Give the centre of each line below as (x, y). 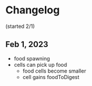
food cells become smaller (54, 71)
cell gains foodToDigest (51, 77)
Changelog (33, 10)
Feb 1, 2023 (27, 44)
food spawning (32, 58)
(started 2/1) (20, 26)
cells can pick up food (40, 64)
